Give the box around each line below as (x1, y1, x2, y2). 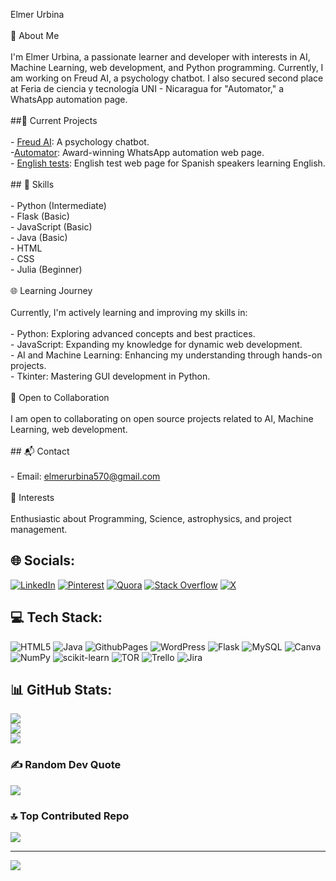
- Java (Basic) (10, 232, 68, 243)
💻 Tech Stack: (10, 609, 103, 626)
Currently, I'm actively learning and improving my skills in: (10, 307, 248, 318)
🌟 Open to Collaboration (10, 392, 110, 403)
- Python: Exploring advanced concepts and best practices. (10, 328, 256, 339)
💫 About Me (10, 30, 60, 41)
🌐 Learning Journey (10, 285, 93, 296)
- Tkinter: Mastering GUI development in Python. (10, 370, 211, 382)
